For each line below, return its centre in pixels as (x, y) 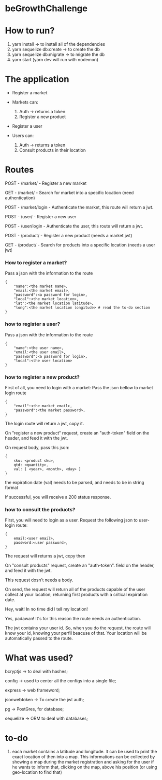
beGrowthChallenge (46, 9)
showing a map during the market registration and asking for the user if (83, 762)
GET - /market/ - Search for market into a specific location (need (69, 193)
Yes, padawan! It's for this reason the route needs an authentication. (73, 619)
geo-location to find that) (37, 772)
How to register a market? (36, 262)
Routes (19, 170)
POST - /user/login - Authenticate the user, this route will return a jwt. (74, 226)
